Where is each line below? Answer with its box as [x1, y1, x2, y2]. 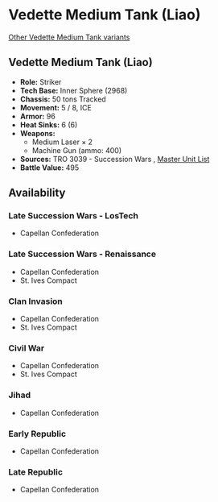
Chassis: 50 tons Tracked [19, 94, 106, 104]
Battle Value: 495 [19, 163, 80, 172]
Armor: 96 [19, 111, 56, 121]
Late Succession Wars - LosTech [8, 210, 139, 222]
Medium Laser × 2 [31, 137, 93, 147]
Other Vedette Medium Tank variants [8, 32, 130, 42]
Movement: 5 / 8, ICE [19, 102, 93, 112]
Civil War [8, 342, 45, 354]
